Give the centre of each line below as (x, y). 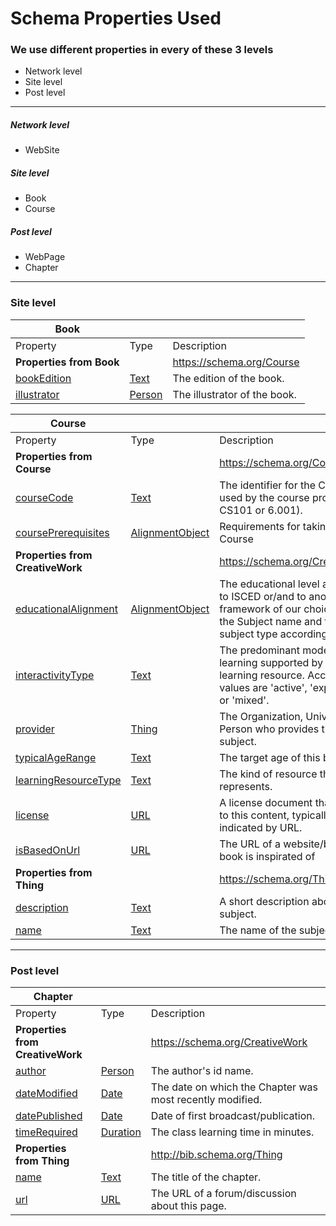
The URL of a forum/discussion (223, 1193)
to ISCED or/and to (263, 596)
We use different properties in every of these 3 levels (142, 50)
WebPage (45, 257)
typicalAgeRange (56, 757)
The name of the (258, 930)
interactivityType (55, 675)
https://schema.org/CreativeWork (229, 1042)
